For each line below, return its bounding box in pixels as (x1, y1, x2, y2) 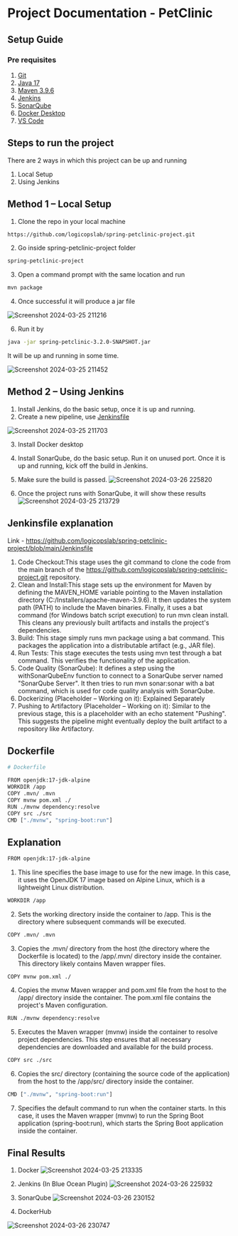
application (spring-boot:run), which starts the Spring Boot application (17, 1118, 224, 1128)
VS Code (17, 116, 44, 125)
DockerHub (17, 1207, 52, 1216)
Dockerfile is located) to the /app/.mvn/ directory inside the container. (17, 951, 222, 960)
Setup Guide (7, 34, 64, 46)
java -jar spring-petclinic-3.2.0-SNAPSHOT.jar (7, 339, 151, 346)
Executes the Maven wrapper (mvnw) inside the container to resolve (17, 1027, 218, 1036)
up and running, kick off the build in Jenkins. (17, 461, 148, 470)
